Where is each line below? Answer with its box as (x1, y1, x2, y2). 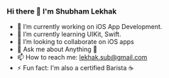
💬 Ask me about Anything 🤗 (16, 45, 97, 54)
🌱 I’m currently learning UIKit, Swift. (16, 30, 121, 38)
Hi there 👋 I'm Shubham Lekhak (6, 6, 117, 16)
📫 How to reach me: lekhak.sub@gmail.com (16, 53, 148, 62)
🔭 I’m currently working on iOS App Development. (16, 23, 163, 31)
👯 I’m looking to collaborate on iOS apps (16, 38, 134, 46)
